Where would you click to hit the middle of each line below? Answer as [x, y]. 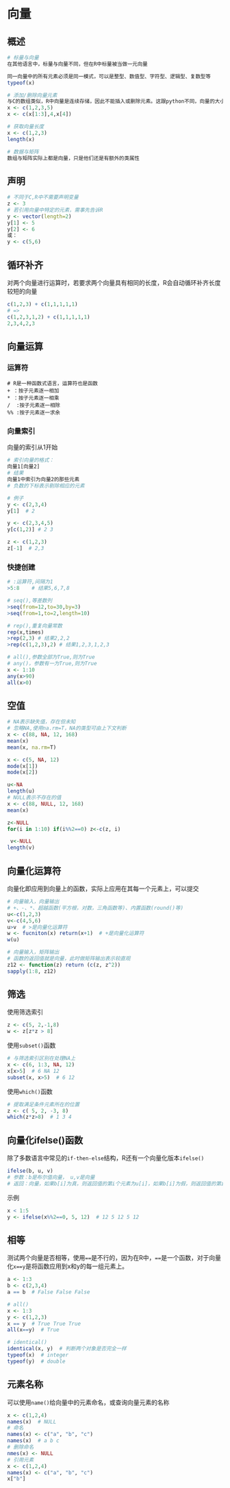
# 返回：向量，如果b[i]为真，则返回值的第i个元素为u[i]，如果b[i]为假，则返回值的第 [114, 1183]
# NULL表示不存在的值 [34, 798]
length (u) [21, 791]
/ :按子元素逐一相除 [34, 406]
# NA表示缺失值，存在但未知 [41, 722]
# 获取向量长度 [26, 127]
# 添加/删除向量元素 [32, 95]
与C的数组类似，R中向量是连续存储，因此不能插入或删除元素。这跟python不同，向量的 [111, 101]
